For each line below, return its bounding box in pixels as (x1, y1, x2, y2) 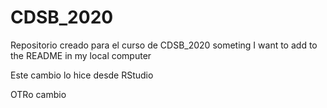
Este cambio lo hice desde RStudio (10, 69, 154, 81)
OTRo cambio (10, 88, 67, 100)
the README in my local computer (10, 49, 152, 61)
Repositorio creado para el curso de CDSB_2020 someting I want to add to (10, 39, 318, 51)
